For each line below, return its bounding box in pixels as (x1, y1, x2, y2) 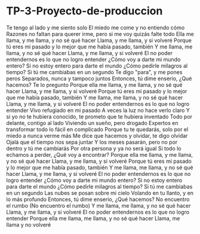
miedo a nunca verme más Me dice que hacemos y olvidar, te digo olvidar (6, 132, 188, 139)
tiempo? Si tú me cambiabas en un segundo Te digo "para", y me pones (6, 68, 183, 75)
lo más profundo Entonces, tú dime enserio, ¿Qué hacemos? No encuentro (6, 196, 190, 203)
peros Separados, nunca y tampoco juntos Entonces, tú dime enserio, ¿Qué (6, 75, 192, 82)
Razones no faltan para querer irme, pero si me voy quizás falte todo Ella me (6, 30, 194, 37)
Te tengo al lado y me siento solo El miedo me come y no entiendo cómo (6, 24, 185, 31)
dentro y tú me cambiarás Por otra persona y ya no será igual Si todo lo (6, 145, 181, 152)
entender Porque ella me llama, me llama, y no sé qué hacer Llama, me (6, 214, 180, 222)
